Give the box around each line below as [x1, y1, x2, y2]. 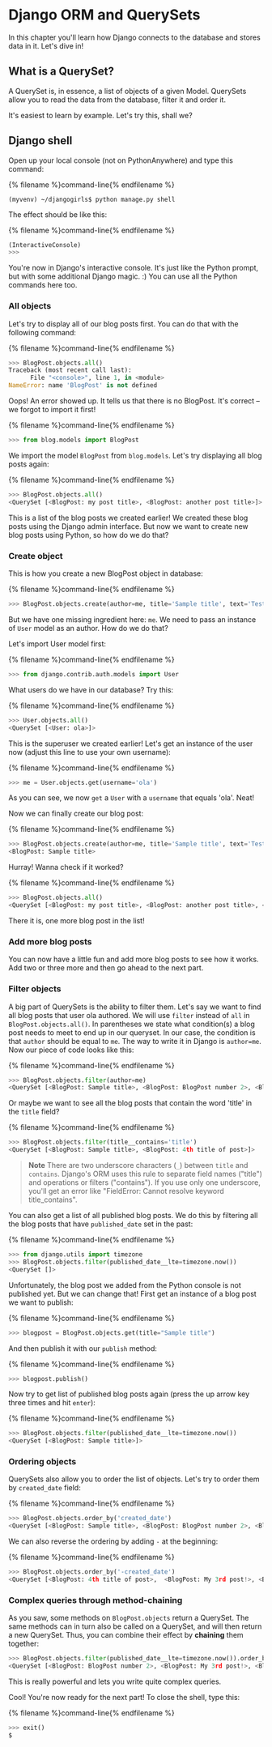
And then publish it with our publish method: [8, 1343, 158, 1353]
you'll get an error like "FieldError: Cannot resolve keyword [28, 1187, 224, 1195]
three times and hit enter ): [8, 1398, 96, 1408]
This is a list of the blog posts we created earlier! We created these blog [8, 513, 249, 522]
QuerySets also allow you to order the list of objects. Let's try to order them [8, 1474, 260, 1484]
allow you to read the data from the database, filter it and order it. [8, 95, 227, 104]
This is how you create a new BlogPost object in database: [8, 569, 204, 578]
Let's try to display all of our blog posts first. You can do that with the [8, 318, 239, 329]
